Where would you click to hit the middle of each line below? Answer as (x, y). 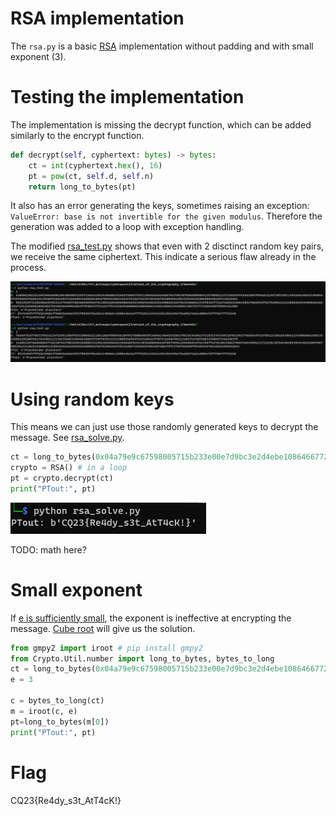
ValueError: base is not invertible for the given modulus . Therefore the (166, 216)
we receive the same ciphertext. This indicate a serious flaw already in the (163, 257)
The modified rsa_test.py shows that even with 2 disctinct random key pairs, (167, 246)
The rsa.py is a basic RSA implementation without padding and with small (162, 46)
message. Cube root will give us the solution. (103, 628)
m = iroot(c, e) (44, 711)
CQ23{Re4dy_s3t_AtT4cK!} (66, 800)
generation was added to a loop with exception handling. (127, 227)
